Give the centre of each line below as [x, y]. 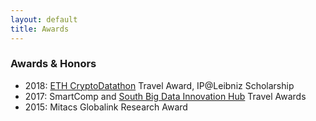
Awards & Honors [53, 64]
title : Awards [40, 29]
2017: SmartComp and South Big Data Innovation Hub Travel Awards [165, 96]
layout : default [44, 19]
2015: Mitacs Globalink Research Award [106, 107]
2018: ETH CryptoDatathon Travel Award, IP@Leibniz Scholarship [159, 85]
